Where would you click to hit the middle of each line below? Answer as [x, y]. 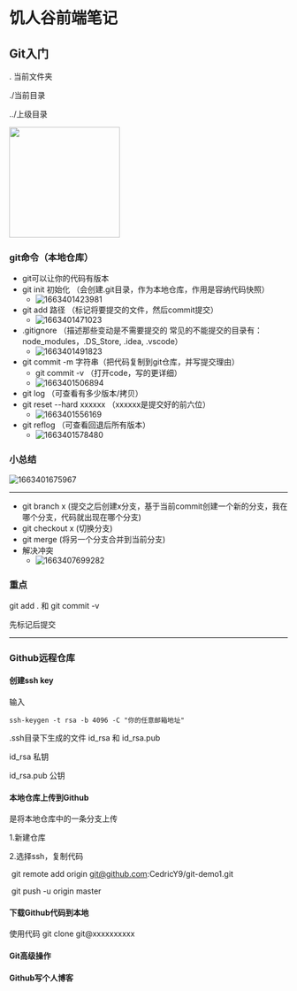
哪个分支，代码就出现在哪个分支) [81, 517]
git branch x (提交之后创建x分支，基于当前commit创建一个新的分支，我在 [155, 506]
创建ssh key [32, 680]
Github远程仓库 [42, 657]
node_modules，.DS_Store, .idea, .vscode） [102, 342]
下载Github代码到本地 [49, 912]
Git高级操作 [30, 956]
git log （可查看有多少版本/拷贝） [82, 394]
